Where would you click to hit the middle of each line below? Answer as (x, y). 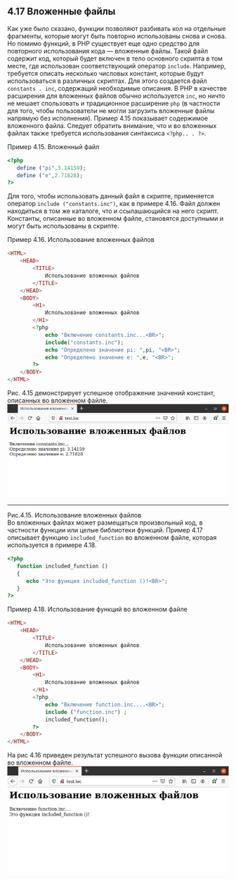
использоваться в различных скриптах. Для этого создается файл (107, 81)
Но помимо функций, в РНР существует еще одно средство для (104, 43)
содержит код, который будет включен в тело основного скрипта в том (115, 58)
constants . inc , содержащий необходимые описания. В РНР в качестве (117, 88)
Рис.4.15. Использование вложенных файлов (74, 515)
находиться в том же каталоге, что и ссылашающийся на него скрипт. (113, 211)
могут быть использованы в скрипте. (63, 226)
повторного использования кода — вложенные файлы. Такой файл (108, 51)
